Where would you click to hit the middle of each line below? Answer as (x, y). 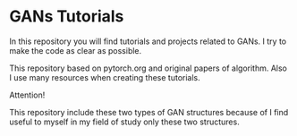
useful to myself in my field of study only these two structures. (124, 122)
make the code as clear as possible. (76, 50)
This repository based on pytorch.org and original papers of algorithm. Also (148, 68)
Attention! (27, 95)
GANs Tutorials (67, 17)
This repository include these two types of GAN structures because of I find (149, 112)
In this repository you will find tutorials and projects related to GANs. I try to (148, 41)
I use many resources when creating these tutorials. (105, 77)
